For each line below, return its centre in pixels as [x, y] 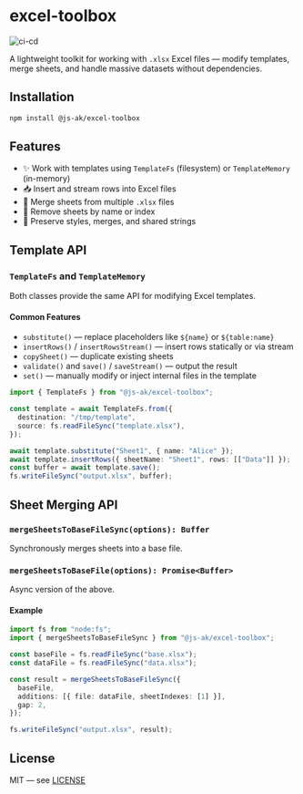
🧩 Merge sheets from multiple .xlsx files [98, 202]
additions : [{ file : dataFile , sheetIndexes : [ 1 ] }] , [121, 696]
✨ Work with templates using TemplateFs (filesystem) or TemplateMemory [157, 169]
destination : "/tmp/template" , [77, 418]
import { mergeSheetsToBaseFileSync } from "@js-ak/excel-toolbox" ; [142, 638]
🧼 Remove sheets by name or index [89, 211]
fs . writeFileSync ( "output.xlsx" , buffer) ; [91, 476]
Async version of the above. [62, 590]
